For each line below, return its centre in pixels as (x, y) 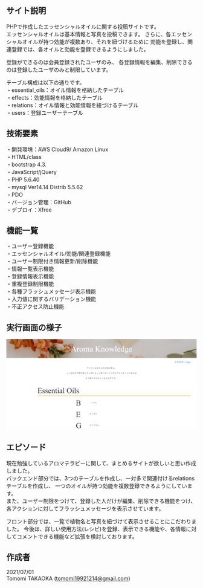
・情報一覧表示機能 (30, 269)
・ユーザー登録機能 (30, 246)
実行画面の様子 (34, 327)
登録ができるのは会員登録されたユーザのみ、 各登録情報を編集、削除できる (100, 62)
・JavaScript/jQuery (32, 172)
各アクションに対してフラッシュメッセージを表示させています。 (85, 508)
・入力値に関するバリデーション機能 (51, 299)
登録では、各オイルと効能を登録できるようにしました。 (80, 49)
